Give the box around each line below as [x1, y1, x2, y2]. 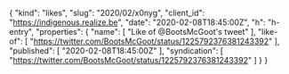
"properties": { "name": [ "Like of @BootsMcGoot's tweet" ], [35, 27, 256, 37]
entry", [9, 27, 34, 37]
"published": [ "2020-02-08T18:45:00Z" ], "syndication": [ [9, 45, 224, 56]
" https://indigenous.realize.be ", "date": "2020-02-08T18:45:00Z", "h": [9, 17, 266, 28]
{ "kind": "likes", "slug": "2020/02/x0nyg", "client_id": [9, 8, 205, 18]
